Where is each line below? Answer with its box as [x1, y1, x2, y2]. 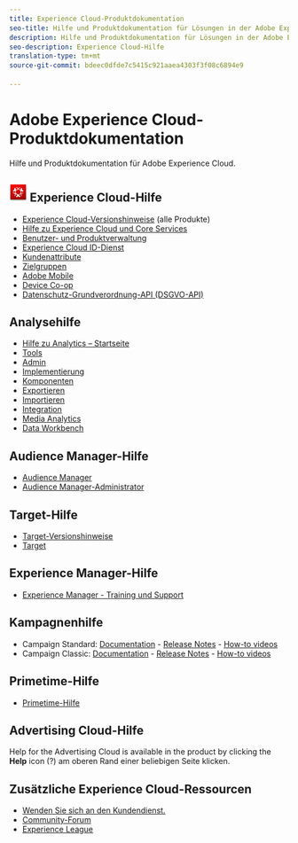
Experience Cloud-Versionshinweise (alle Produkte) [21, 214, 211, 224]
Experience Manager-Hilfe [9, 566, 159, 581]
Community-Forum [21, 815, 91, 825]
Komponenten [21, 376, 74, 386]
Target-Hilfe [9, 507, 78, 522]
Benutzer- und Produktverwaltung [21, 232, 147, 243]
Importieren [21, 394, 65, 405]
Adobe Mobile [21, 270, 74, 281]
